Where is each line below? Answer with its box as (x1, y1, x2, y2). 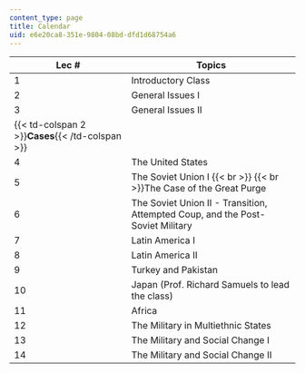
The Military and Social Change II (131, 348, 272, 361)
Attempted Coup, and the (131, 208, 239, 221)
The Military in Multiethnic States (131, 319, 272, 332)
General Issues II (131, 103, 202, 116)
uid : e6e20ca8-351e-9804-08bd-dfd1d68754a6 (9, 30, 177, 39)
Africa (131, 305, 158, 318)
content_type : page (9, 13, 84, 23)
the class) (131, 290, 174, 302)
